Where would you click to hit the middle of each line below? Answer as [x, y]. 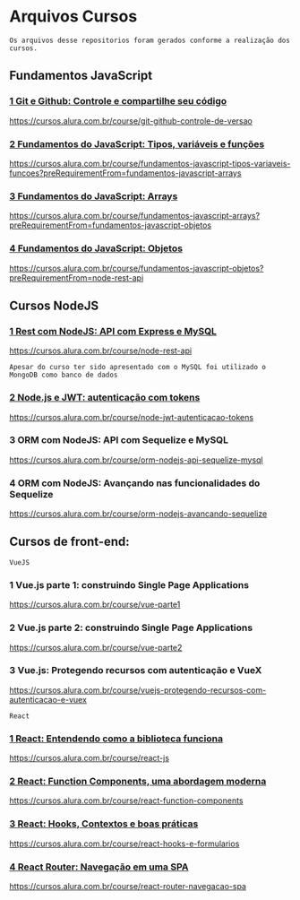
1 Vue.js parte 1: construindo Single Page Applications [129, 584]
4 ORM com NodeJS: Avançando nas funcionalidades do [135, 483]
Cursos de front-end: [69, 542]
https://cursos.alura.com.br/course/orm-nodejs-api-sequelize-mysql [136, 460]
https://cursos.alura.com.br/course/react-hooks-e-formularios [124, 844]
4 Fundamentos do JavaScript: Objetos [96, 248]
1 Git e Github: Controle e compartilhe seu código [118, 101]
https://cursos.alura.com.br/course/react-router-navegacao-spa [128, 886]
